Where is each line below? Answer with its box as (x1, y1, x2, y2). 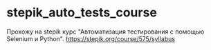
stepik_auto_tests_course (6, 5, 157, 21)
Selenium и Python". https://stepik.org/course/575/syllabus (6, 34, 176, 42)
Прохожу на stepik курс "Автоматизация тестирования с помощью (6, 27, 205, 36)
